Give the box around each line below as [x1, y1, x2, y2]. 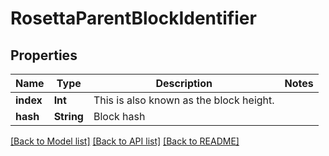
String [53, 110, 84, 123]
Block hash [93, 110, 146, 123]
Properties [10, 47, 78, 64]
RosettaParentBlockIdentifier [10, 7, 257, 30]
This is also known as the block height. [93, 93, 275, 107]
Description [155, 77, 213, 90]
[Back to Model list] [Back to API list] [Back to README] [10, 135, 240, 147]
